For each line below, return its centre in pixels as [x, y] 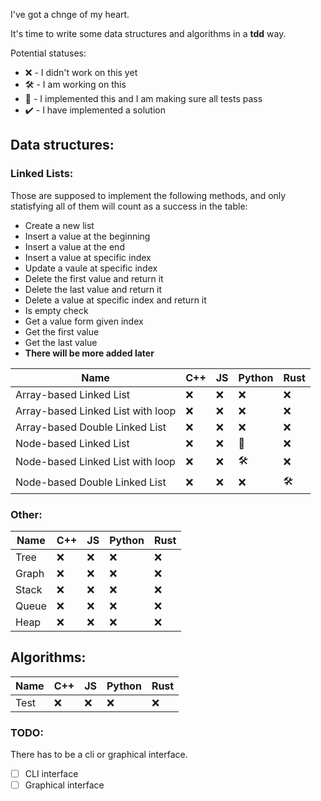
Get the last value [61, 342]
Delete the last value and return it [93, 289]
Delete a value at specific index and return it [115, 300]
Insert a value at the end [74, 246]
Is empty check [56, 310]
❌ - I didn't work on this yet [81, 72]
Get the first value [62, 331]
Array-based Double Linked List [91, 427]
